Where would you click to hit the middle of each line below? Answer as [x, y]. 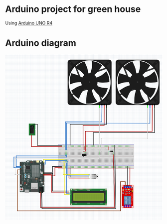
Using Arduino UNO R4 [29, 23]
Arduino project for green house [73, 9]
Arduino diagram [41, 43]
